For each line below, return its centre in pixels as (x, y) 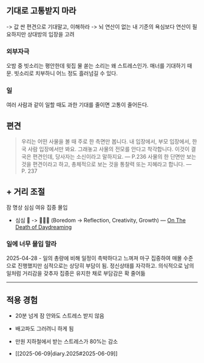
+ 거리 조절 (26, 192)
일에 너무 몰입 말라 (32, 244)
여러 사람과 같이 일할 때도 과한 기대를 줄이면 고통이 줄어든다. (77, 105)
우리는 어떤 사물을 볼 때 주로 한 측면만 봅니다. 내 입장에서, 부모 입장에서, (106, 142)
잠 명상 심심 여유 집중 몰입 (37, 207)
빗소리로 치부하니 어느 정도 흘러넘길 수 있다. (66, 73)
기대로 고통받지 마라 (41, 11)
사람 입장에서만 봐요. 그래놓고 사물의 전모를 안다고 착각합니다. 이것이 (109, 149)
